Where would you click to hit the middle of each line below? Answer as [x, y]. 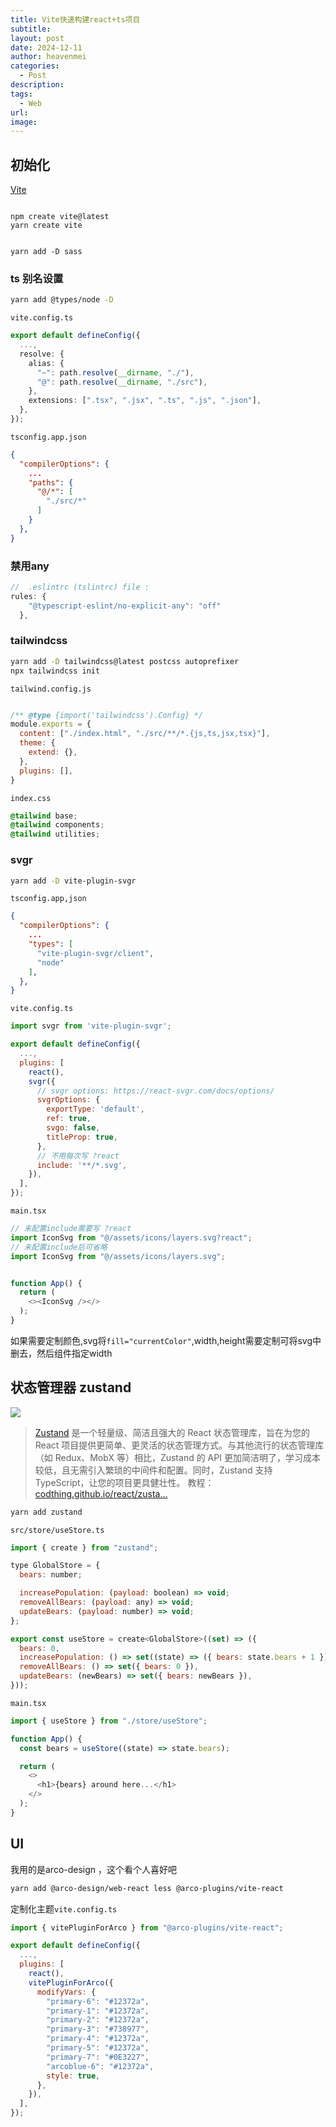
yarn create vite [46, 226]
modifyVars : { [66, 1992]
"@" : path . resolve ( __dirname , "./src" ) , [122, 382]
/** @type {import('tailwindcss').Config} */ [106, 715]
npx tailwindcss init [55, 671]
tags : [21, 94]
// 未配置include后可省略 [59, 1247]
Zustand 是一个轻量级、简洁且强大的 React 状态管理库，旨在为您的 [172, 1432]
